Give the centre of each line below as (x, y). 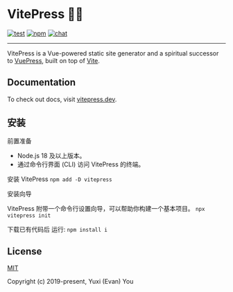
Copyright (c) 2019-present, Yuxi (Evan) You (70, 282)
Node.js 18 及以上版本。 (51, 155)
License (25, 251)
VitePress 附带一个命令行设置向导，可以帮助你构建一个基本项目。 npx (106, 208)
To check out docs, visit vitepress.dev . (62, 99)
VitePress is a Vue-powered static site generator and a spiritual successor (113, 53)
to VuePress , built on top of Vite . (54, 60)
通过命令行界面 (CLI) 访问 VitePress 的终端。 (81, 164)
